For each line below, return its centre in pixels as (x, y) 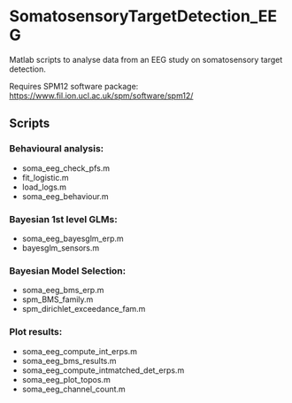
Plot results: (36, 332)
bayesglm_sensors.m (61, 248)
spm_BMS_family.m (58, 299)
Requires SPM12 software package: (74, 86)
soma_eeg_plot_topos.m (66, 379)
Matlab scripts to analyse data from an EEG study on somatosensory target (146, 59)
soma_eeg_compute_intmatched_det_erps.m (103, 370)
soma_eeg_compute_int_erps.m (79, 351)
